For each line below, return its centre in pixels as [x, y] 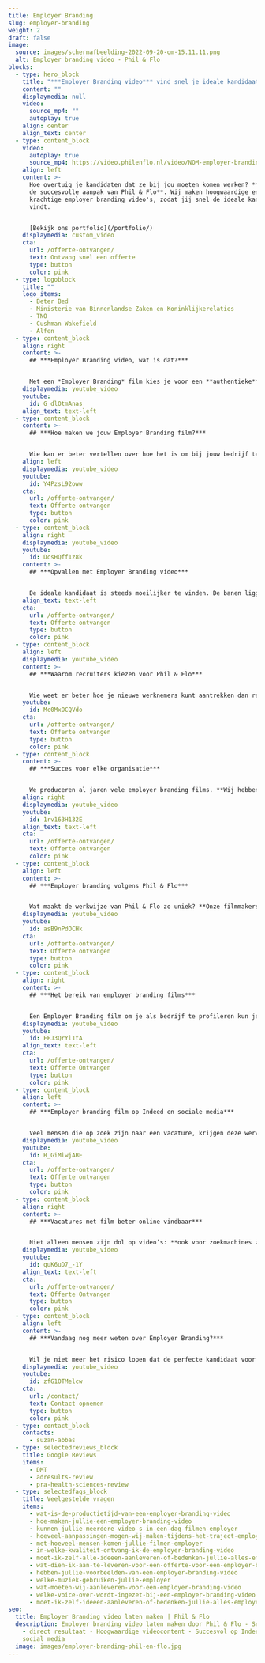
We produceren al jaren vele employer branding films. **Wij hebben [144, 790]
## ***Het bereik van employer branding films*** [112, 995]
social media [44, 1638]
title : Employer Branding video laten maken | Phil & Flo [113, 1617]
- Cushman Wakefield [63, 324]
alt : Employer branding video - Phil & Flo [88, 60]
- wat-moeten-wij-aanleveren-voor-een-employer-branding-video [135, 1587]
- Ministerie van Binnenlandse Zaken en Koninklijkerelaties [132, 309]
